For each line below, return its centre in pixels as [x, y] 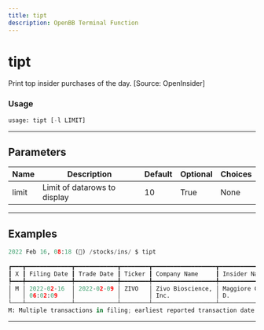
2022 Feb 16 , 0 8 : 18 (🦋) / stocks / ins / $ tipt [82, 252]
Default [158, 174]
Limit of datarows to [79, 187]
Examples [33, 234]
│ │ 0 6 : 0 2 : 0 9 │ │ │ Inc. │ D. [119, 296]
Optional [197, 174]
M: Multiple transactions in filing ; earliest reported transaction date [132, 311]
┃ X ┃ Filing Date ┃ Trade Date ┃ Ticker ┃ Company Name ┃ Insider [128, 274]
